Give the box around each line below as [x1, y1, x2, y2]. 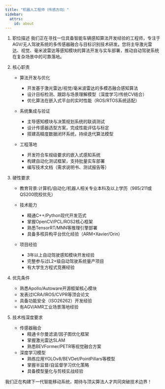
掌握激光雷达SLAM [27, 337, 66, 344]
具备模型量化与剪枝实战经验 [27, 368, 84, 374]
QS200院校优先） [19, 191, 56, 198]
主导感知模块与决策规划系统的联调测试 [27, 119, 105, 125]
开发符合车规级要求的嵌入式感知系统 [27, 152, 101, 158]
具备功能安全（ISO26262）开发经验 [19, 298, 93, 304]
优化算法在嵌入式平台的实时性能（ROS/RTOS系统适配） [27, 97, 140, 104]
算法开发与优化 [19, 75, 50, 81]
